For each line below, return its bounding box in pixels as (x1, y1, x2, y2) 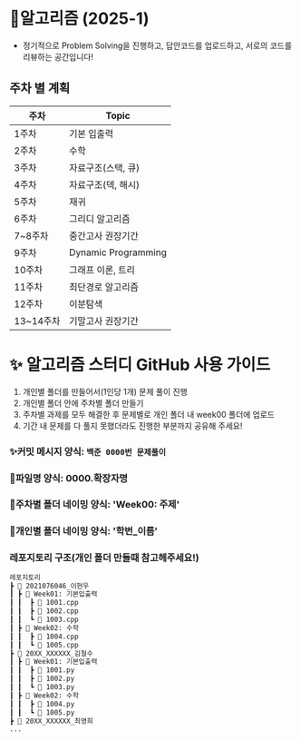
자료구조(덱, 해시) (69, 178, 141, 191)
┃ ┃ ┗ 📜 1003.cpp (9, 615, 79, 625)
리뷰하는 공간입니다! (22, 51, 93, 62)
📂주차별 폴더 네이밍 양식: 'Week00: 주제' (9, 499, 180, 511)
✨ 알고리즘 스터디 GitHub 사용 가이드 (9, 354, 271, 375)
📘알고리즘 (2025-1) (9, 8, 150, 29)
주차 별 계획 (9, 81, 71, 96)
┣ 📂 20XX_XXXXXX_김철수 (9, 648, 93, 658)
